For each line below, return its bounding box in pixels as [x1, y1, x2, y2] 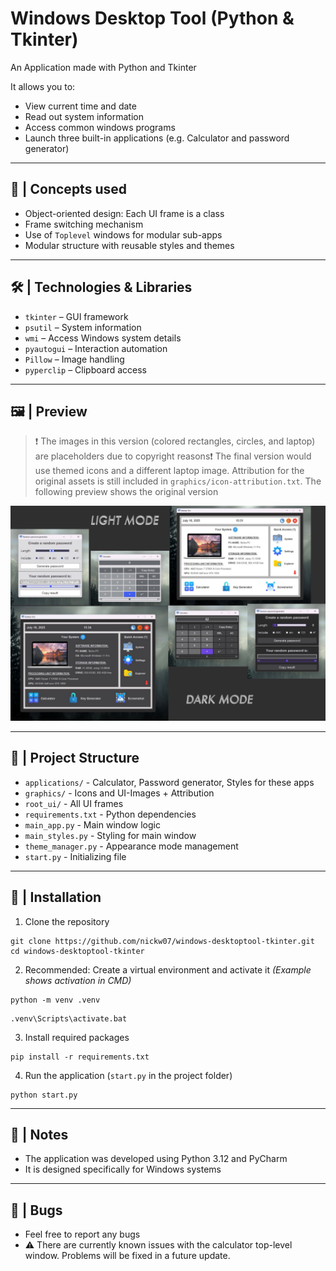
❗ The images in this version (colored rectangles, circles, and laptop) [34, 435, 316, 447]
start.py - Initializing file [24, 850, 127, 862]
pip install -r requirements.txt [10, 1052, 150, 1062]
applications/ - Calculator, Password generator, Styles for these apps [24, 776, 315, 788]
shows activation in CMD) [24, 974, 132, 986]
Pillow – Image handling [24, 353, 125, 365]
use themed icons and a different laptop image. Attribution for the [34, 465, 305, 477]
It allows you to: [10, 80, 76, 92]
